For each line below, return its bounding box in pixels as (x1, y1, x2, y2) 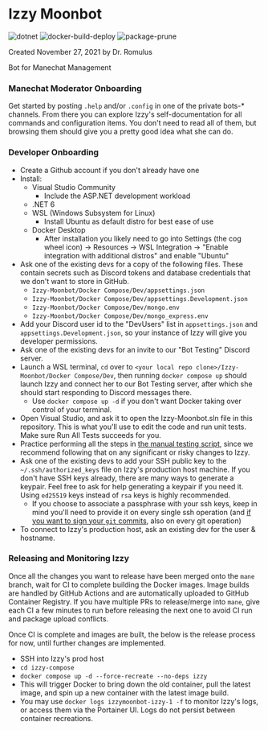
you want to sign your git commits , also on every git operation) (31, 516, 242, 526)
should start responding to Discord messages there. (19, 387, 193, 397)
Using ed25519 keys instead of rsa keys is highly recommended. (19, 490, 231, 500)
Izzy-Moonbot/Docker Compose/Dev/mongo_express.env (31, 311, 209, 320)
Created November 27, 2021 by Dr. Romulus (8, 47, 152, 56)
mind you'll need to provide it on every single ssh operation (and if (31, 507, 251, 517)
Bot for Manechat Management (8, 62, 112, 72)
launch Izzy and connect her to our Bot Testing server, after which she (19, 379, 253, 389)
